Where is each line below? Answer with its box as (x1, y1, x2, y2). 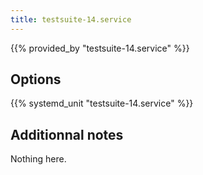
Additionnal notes (10, 126, 124, 143)
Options (10, 71, 62, 88)
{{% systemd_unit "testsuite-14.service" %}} (10, 97, 194, 110)
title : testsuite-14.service (10, 14, 132, 25)
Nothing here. (10, 153, 67, 165)
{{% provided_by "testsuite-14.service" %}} (10, 42, 190, 54)
